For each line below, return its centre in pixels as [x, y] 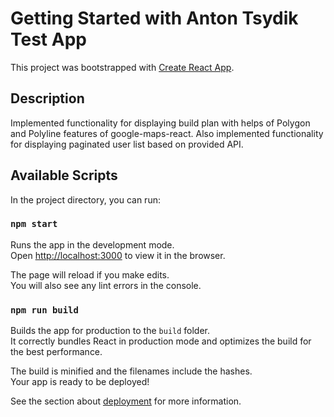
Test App [48, 39]
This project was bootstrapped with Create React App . [122, 67]
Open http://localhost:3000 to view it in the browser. [118, 255]
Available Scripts [64, 175]
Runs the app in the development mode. [92, 244]
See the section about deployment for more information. [126, 401]
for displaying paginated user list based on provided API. [127, 144]
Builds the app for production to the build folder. [110, 331]
